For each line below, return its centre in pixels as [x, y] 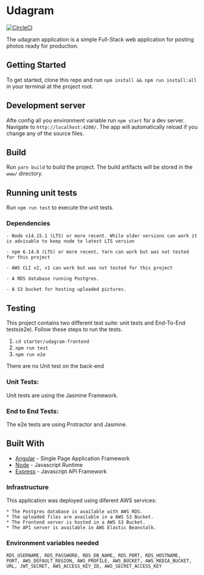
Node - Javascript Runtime [49, 464]
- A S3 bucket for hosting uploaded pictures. [66, 290]
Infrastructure [28, 487]
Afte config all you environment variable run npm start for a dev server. [96, 120]
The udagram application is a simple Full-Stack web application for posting [100, 39]
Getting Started [36, 65]
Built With [25, 444]
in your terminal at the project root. [50, 86]
